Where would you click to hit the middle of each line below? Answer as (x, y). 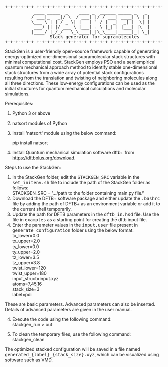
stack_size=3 (26, 289)
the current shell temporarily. (42, 209)
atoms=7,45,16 (27, 284)
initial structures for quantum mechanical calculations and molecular (75, 89)
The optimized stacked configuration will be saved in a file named (73, 349)
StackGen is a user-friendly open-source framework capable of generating (82, 51)
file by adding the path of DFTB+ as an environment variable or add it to (86, 204)
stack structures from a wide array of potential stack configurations (74, 73)
